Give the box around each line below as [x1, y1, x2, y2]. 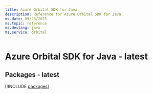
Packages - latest [5, 70, 60, 79]
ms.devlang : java [5, 25, 41, 30]
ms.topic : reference [5, 21, 47, 26]
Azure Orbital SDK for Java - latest [5, 51, 148, 62]
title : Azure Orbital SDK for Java [5, 7, 78, 12]
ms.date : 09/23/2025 [5, 16, 47, 21]
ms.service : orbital [5, 30, 47, 35]
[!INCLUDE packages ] [5, 84, 49, 89]
